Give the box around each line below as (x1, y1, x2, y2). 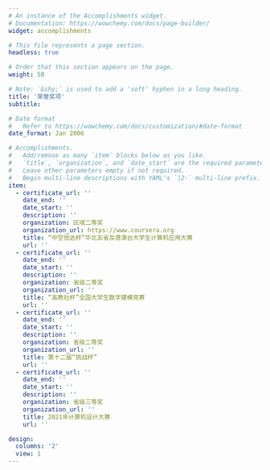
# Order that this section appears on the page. (8, 63, 174, 72)
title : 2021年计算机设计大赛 (22, 413, 111, 421)
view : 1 (15, 450, 42, 458)
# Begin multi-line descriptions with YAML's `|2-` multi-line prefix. (8, 174, 261, 182)
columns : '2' (15, 443, 59, 451)
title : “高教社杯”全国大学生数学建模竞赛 (22, 293, 145, 301)
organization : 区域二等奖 (22, 219, 104, 227)
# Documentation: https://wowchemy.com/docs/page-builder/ (8, 19, 211, 27)
